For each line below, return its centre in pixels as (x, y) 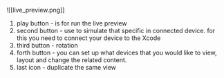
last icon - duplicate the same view (66, 67)
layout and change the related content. (72, 60)
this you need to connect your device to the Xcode (88, 38)
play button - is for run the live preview (72, 23)
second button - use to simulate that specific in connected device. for (116, 31)
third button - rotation (47, 45)
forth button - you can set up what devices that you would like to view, (116, 52)
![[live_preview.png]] (36, 10)
